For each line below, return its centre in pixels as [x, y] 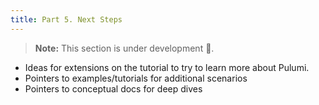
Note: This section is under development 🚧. [124, 48]
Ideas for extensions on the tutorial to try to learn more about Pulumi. [167, 67]
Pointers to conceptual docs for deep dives [113, 88]
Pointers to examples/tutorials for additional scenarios [136, 78]
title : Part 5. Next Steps [66, 19]
